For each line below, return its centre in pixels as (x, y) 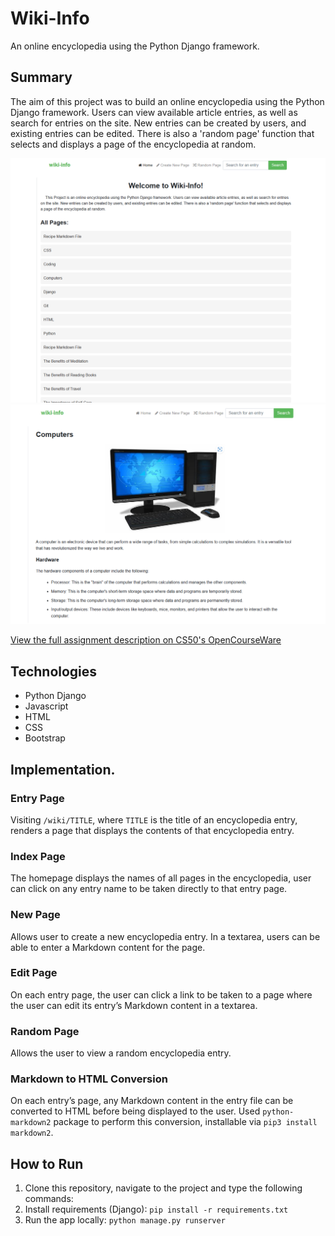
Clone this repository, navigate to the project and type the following (163, 1188)
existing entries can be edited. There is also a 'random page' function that (162, 133)
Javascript (46, 706)
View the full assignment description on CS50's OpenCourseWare (146, 640)
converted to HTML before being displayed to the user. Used (135, 1111)
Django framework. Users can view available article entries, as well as (154, 112)
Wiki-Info (50, 18)
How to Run (47, 1163)
